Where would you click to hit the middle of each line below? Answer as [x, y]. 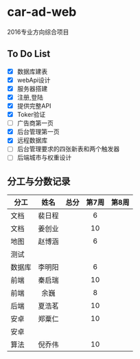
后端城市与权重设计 [44, 157]
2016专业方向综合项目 [38, 32]
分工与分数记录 [39, 181]
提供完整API [34, 106]
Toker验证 [31, 115]
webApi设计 [34, 80]
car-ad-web [42, 12]
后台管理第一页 [38, 132]
